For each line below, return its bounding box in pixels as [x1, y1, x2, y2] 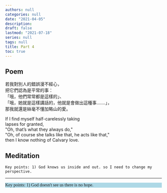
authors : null [5, 7, 35, 12]
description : [5, 21, 32, 26]
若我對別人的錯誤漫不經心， [5, 81, 62, 87]
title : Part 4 [5, 44, 35, 49]
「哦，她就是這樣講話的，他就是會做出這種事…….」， [5, 100, 112, 106]
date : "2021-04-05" [5, 16, 46, 21]
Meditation [5, 151, 40, 160]
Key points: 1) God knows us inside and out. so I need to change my [5, 165, 153, 170]
